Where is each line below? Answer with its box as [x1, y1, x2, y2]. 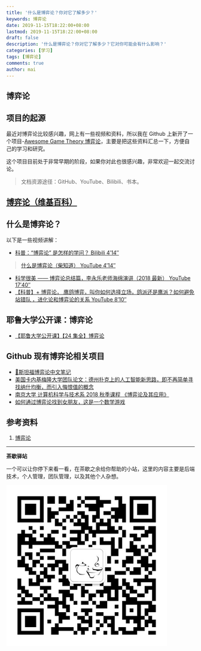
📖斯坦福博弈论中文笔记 [14, 368, 71, 375]
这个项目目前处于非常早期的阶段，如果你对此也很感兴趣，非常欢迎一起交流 [6, 157, 190, 165]
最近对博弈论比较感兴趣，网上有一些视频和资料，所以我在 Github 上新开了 [6, 130, 188, 137]
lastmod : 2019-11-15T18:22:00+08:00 [6, 29, 98, 35]
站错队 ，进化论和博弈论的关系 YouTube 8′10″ [14, 296, 127, 303]
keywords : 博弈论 [6, 16, 47, 22]
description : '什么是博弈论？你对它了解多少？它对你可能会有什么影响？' [6, 41, 167, 47]
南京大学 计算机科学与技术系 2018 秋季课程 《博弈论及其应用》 [14, 391, 169, 398]
